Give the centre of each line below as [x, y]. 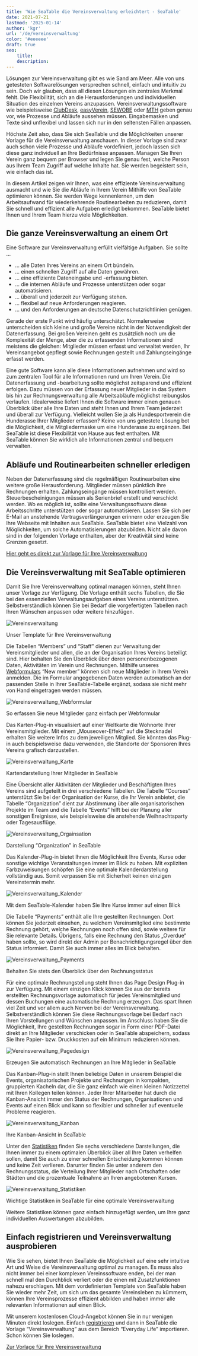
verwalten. [19, 446]
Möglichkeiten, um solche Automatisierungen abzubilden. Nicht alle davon [97, 529]
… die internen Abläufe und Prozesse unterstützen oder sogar [90, 284]
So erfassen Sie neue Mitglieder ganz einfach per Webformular [83, 713]
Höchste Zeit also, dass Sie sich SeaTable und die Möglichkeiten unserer [95, 134]
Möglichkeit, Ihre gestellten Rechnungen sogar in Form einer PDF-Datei [93, 1027]
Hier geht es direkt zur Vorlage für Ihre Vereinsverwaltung [77, 554]
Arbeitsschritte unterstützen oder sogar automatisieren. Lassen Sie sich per [98, 510]
